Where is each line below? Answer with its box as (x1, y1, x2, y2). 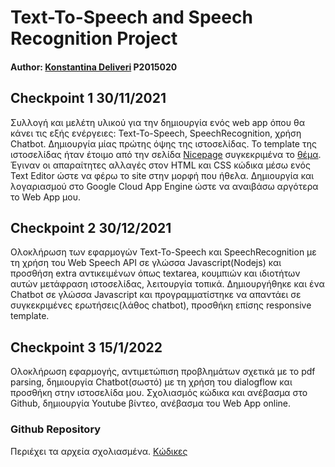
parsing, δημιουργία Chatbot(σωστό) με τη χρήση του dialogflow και (10, 376, 293, 388)
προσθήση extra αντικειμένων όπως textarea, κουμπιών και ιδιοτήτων (10, 267, 301, 280)
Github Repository (10, 422, 102, 436)
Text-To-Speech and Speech (10, 6, 253, 29)
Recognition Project (10, 27, 178, 50)
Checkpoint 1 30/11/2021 (10, 90, 167, 107)
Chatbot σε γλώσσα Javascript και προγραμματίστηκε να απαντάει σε (10, 289, 302, 301)
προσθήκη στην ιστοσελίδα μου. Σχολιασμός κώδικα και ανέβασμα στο (10, 387, 308, 399)
